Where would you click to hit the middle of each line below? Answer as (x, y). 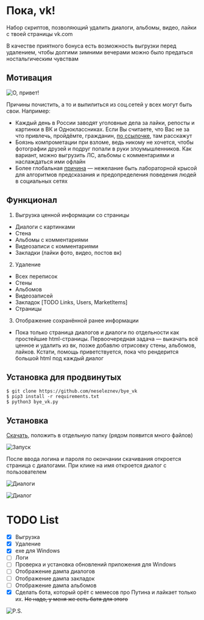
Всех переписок (36, 276)
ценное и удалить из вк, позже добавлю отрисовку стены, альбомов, (105, 345)
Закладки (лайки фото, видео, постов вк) (68, 252)
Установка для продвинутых (64, 377)
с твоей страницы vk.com (40, 34)
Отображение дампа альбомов (56, 585)
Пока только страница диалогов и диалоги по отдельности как (97, 332)
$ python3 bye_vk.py (33, 402)
